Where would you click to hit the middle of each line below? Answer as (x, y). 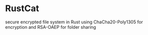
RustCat (22, 9)
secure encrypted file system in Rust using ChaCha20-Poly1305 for (74, 22)
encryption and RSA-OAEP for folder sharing (51, 27)
